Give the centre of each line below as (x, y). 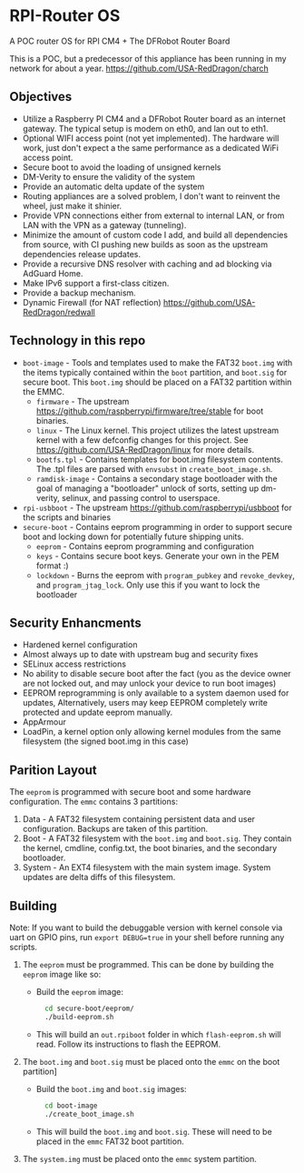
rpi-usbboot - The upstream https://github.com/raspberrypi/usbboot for (157, 507)
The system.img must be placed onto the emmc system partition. (139, 1158)
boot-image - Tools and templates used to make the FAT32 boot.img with (157, 362)
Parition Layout (53, 770)
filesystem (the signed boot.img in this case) (105, 741)
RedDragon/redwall (59, 312)
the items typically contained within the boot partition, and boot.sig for (155, 372)
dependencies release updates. (81, 254)
